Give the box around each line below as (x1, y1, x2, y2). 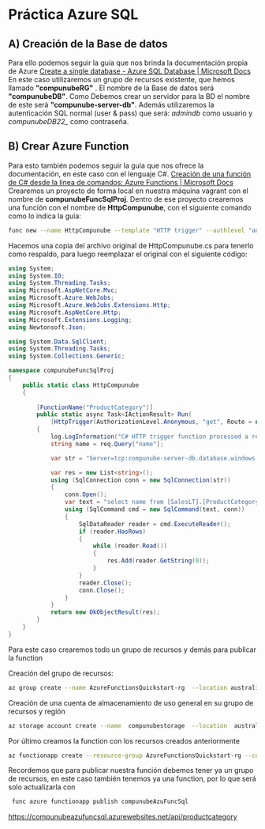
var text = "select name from (64, 498, 164, 506)
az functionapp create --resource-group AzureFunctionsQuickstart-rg (8, 751, 242, 759)
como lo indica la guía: (8, 211, 81, 221)
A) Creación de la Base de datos (8, 37, 168, 51)
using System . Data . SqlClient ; (8, 338, 108, 346)
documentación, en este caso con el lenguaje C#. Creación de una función (8, 168, 252, 179)
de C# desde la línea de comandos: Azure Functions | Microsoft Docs (8, 177, 234, 187)
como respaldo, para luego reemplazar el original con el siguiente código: (8, 249, 248, 259)
